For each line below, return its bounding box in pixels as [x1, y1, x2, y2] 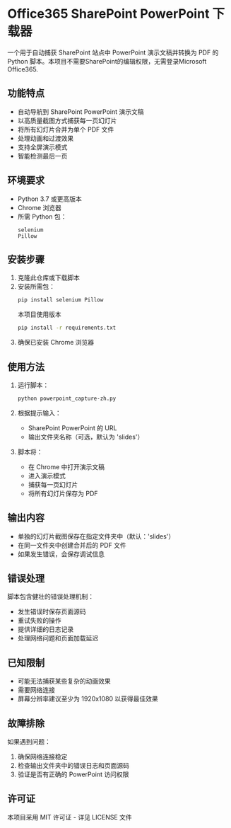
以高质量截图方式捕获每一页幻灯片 [17, 116, 117, 125]
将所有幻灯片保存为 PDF [28, 489, 98, 498]
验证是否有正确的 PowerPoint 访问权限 [17, 770, 129, 778]
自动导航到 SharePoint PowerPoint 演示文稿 [17, 107, 144, 116]
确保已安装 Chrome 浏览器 [17, 338, 95, 347]
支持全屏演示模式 [17, 142, 68, 151]
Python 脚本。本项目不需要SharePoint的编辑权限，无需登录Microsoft [7, 57, 207, 65]
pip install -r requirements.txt [17, 324, 117, 332]
